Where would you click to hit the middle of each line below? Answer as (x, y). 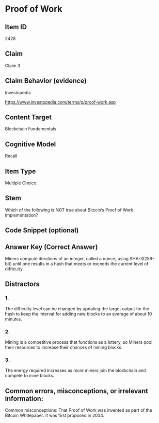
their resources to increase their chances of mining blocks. (64, 347)
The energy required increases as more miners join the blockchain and (76, 370)
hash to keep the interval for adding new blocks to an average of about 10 (79, 314)
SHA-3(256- (142, 259)
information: (24, 398)
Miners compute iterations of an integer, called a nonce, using (67, 259)
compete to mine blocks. (30, 376)
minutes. (14, 319)
